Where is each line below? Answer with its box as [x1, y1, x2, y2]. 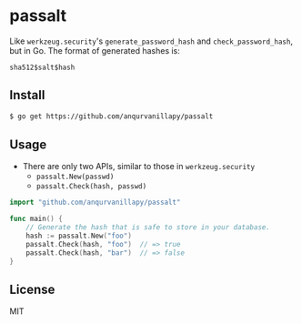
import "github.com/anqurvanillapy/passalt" [9, 197, 181, 208]
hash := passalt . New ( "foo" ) [25, 231, 132, 241]
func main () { [9, 215, 64, 224]
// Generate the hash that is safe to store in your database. [25, 223, 271, 232]
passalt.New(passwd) [35, 172, 115, 182]
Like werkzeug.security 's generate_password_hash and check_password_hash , [9, 35, 294, 46]
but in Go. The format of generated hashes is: [9, 45, 180, 56]
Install [9, 87, 45, 103]
